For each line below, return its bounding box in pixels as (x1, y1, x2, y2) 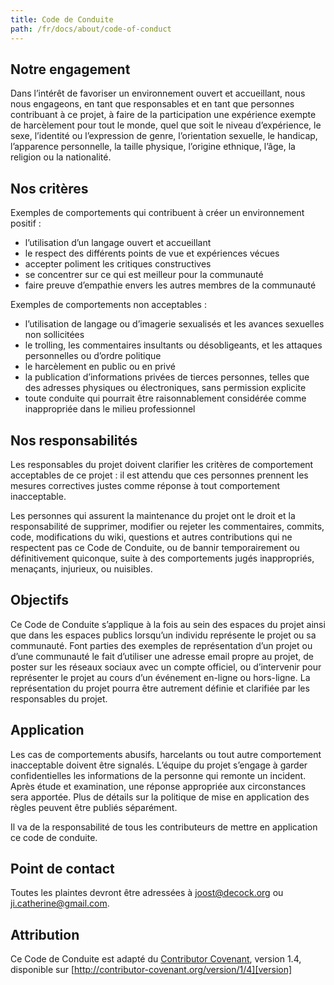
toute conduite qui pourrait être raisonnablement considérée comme (24, 392, 307, 405)
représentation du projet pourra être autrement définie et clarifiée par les (10, 682, 310, 694)
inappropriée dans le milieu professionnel (24, 403, 196, 415)
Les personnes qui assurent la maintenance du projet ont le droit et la (10, 509, 296, 521)
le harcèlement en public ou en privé (24, 361, 177, 373)
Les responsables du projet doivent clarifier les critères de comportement (10, 458, 314, 470)
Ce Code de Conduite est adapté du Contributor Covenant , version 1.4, (10, 953, 302, 965)
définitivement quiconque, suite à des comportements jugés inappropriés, (10, 552, 315, 564)
